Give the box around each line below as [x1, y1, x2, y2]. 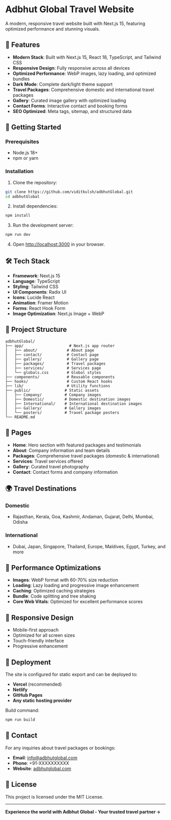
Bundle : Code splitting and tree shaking [12, 593, 96, 599]
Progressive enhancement [12, 643, 68, 649]
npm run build [5, 717, 36, 722]
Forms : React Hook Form [12, 305, 66, 312]
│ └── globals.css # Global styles [5, 370, 101, 375]
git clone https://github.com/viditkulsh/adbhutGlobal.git [5, 189, 133, 194]
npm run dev [5, 232, 31, 237]
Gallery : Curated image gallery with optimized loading [12, 97, 126, 103]
